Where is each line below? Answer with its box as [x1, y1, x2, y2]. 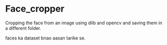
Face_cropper [5, 3, 65, 15]
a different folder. [5, 25, 41, 31]
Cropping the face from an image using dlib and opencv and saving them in [5, 20, 162, 26]
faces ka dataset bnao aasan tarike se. [5, 35, 86, 41]
